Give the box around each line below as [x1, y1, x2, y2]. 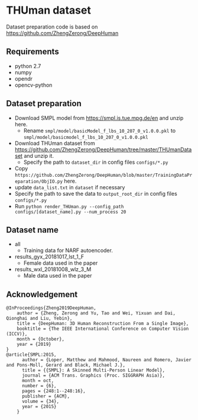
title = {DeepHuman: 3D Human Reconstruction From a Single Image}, [17, 321, 189, 327]
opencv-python [14, 81, 53, 88]
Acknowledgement [6, 289, 78, 300]
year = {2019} [17, 342, 51, 348]
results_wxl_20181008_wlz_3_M [14, 266, 92, 273]
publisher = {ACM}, [21, 393, 70, 399]
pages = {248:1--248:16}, [21, 388, 86, 394]
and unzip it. [23, 152, 54, 159]
